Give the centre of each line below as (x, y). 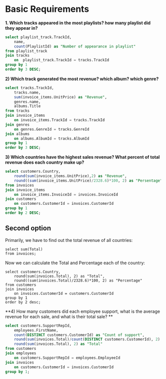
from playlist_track (26, 51)
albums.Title (27, 106)
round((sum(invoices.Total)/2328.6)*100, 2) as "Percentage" (78, 281)
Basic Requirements (47, 9)
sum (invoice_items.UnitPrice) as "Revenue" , (61, 97)
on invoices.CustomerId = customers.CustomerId (64, 293)
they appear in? (21, 28)
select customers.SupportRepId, (38, 326)
